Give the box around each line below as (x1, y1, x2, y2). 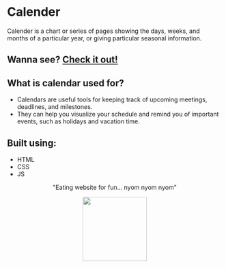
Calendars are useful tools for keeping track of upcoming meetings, (16, 95, 208, 103)
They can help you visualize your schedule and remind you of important (16, 110, 219, 119)
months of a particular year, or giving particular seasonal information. (7, 34, 202, 42)
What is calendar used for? (7, 77, 124, 89)
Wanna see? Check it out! (7, 54, 118, 66)
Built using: (7, 137, 57, 149)
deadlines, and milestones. (16, 103, 93, 111)
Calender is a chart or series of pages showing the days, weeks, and (7, 27, 200, 35)
